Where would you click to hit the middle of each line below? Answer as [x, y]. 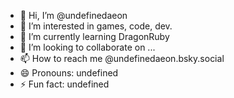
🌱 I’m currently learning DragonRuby [94, 36]
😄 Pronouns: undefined [69, 73]
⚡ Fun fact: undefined [64, 84]
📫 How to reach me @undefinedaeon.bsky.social [122, 58]
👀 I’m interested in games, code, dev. [96, 26]
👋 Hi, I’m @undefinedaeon [73, 15]
